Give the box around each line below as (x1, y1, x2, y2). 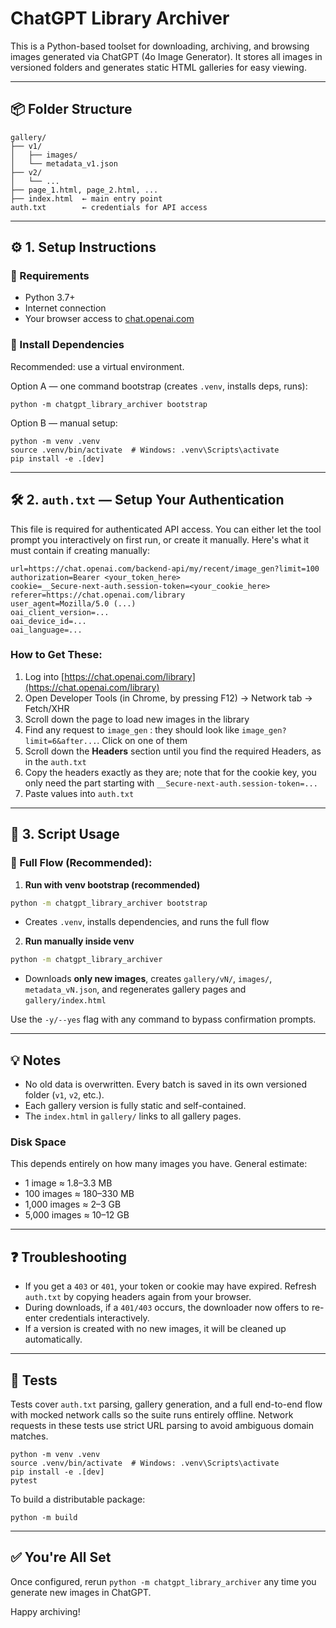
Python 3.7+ (24, 292, 76, 304)
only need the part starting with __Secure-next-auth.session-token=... (24, 777, 318, 789)
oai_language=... (10, 625, 83, 635)
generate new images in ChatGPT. (10, 1586, 152, 1598)
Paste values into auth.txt (24, 787, 135, 799)
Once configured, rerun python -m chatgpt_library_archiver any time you (10, 1575, 317, 1587)
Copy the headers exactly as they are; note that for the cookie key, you (24, 766, 317, 778)
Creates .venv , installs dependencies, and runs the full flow (24, 916, 270, 928)
